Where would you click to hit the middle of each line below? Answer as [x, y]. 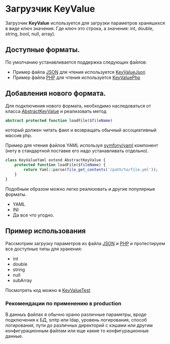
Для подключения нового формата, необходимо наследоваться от [78, 105]
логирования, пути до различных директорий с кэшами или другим [79, 325]
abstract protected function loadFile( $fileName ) [59, 120]
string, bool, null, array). [30, 34]
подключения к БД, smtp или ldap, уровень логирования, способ [76, 320]
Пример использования [46, 231]
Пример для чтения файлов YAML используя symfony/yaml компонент [82, 145]
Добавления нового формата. [55, 94]
